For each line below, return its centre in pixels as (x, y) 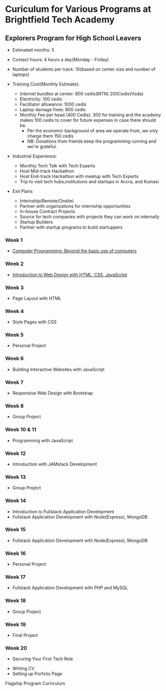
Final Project (25, 635)
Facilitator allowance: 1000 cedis (53, 104)
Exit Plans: (23, 191)
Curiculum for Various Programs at (78, 9)
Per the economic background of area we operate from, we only (93, 131)
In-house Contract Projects (47, 211)
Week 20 (16, 648)
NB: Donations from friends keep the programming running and (92, 141)
